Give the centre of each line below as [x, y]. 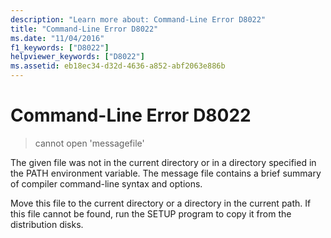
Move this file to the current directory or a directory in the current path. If [161, 203]
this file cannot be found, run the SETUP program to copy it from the [151, 213]
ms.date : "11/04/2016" [57, 38]
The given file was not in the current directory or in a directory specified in [163, 162]
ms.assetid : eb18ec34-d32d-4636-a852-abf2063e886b [118, 66]
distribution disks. [47, 224]
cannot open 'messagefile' [89, 143]
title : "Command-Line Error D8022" [84, 29]
